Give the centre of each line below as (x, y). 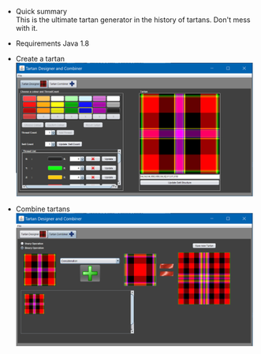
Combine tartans (43, 209)
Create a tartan (40, 59)
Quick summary (41, 11)
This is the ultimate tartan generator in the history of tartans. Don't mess (133, 20)
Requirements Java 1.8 (52, 43)
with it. (26, 28)
